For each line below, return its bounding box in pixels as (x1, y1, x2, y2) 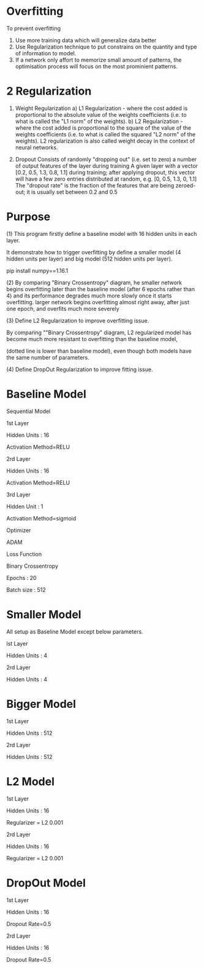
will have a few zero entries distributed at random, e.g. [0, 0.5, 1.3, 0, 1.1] (15, 175, 197, 182)
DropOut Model (6, 876, 86, 890)
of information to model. (15, 49, 77, 57)
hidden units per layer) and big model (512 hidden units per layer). (6, 255, 173, 262)
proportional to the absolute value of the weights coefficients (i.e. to (15, 111, 187, 118)
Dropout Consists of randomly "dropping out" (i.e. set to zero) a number (15, 155, 197, 163)
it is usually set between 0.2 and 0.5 (26, 188, 118, 195)
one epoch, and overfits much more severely (6, 305, 119, 312)
